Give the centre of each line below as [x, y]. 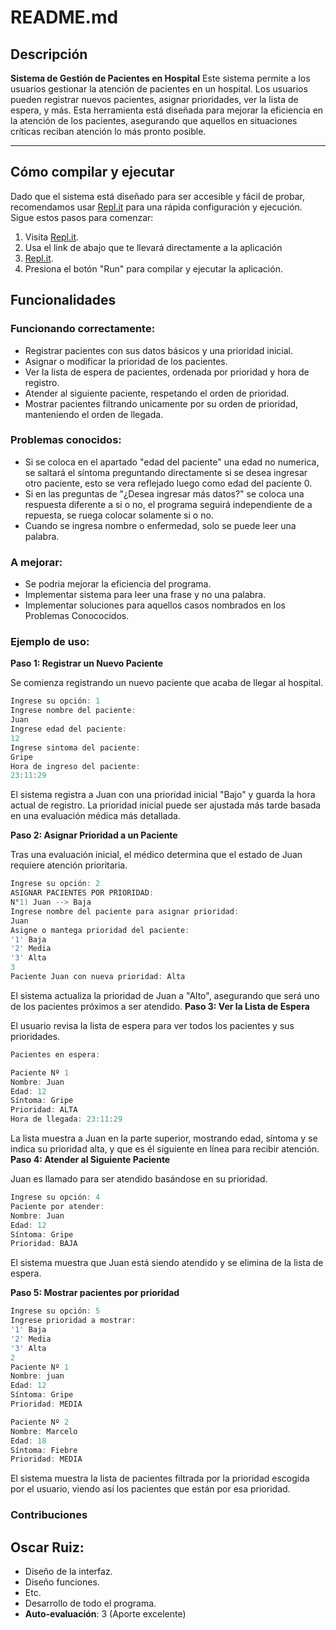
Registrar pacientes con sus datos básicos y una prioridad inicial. [159, 350]
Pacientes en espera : [55, 1054]
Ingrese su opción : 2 [55, 884]
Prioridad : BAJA [44, 1244]
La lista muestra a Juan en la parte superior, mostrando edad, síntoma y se [164, 1138]
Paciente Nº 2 [40, 1422]
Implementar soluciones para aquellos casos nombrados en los [155, 605]
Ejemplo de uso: [50, 642]
